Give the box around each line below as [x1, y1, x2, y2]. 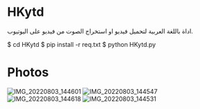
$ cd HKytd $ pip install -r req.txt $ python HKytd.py [7, 40, 156, 48]
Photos [7, 65, 49, 80]
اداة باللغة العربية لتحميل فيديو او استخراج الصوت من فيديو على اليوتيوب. [7, 27, 194, 35]
